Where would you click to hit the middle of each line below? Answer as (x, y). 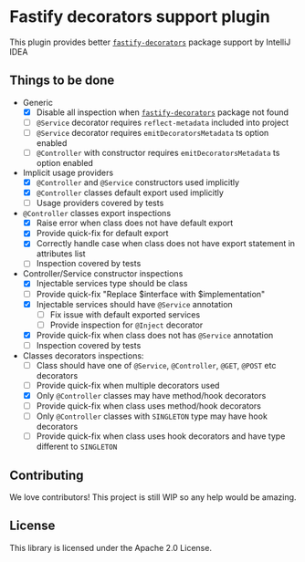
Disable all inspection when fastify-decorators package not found (163, 112)
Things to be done (62, 81)
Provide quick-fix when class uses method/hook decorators (149, 406)
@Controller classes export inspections (97, 213)
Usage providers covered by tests (100, 203)
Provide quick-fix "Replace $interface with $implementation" (151, 294)
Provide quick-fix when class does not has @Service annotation (155, 335)
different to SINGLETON (77, 447)
